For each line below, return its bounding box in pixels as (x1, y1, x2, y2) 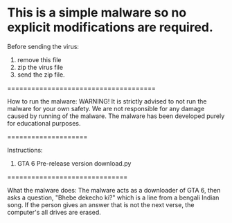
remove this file (17, 55, 62, 64)
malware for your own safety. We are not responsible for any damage (7, 104, 205, 113)
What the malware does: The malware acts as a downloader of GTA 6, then (7, 186, 221, 194)
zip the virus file (17, 63, 64, 71)
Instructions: (7, 146, 43, 154)
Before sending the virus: (7, 42, 80, 50)
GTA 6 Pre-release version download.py (17, 159, 132, 167)
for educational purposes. (7, 119, 81, 127)
